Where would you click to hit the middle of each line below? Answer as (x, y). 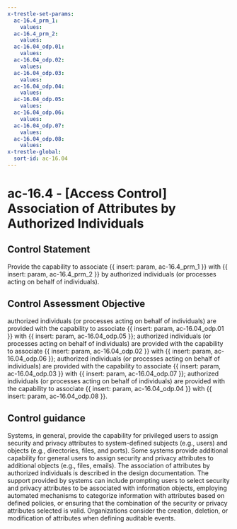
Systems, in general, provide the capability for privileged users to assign (113, 435)
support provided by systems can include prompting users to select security (118, 480)
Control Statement (49, 249)
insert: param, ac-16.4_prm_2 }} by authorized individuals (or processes (112, 274)
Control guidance (47, 418)
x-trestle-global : (34, 152)
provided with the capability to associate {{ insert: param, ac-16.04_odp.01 (116, 328)
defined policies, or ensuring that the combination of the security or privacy (117, 503)
